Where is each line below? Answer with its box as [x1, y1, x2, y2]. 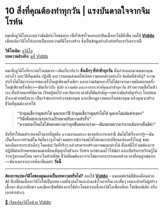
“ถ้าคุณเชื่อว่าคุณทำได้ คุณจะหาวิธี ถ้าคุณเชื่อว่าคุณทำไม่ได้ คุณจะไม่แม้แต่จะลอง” [17, 110, 144, 116]
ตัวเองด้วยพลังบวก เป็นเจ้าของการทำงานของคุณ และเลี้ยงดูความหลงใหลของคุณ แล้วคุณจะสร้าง [5, 95, 155, 101]
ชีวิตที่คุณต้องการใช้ [5, 101, 36, 106]
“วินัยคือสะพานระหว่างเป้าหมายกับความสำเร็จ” [17, 116, 91, 122]
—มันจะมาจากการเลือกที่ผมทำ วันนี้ [5, 158, 62, 164]
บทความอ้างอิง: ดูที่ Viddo [5, 53, 48, 59]
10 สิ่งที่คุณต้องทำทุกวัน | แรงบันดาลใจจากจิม [5, 5, 150, 17]
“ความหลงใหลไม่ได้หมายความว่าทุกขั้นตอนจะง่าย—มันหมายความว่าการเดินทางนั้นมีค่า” [17, 121, 156, 127]
